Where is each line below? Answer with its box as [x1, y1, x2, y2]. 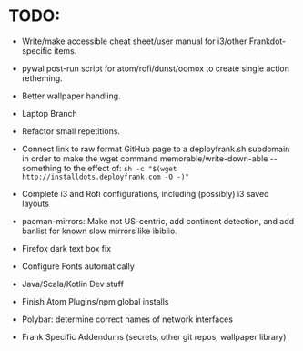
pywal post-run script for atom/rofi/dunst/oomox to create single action [21, 63, 290, 74]
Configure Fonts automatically [21, 261, 136, 272]
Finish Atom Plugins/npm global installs [21, 295, 169, 306]
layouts [21, 198, 49, 209]
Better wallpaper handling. [21, 90, 121, 101]
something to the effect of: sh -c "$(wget [21, 162, 177, 173]
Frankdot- [248, 36, 287, 46]
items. [53, 45, 77, 56]
